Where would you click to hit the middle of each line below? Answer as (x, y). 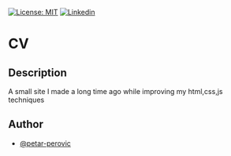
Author (26, 124)
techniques (26, 100)
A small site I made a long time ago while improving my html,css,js (115, 91)
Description (37, 73)
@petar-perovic (45, 143)
